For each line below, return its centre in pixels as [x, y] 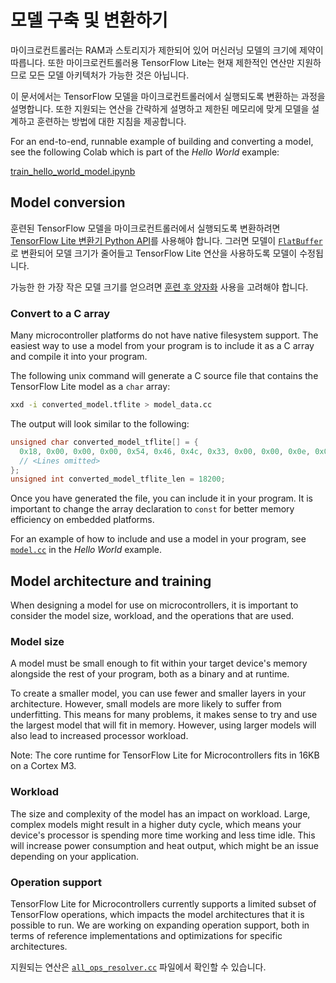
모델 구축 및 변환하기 [89, 20]
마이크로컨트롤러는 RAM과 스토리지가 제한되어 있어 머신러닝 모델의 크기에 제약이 [167, 50]
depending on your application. [75, 856]
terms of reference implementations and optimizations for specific [146, 935]
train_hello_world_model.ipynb [73, 171]
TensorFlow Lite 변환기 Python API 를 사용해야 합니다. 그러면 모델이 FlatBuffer [166, 240]
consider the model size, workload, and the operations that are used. [152, 616]
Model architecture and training [111, 581]
